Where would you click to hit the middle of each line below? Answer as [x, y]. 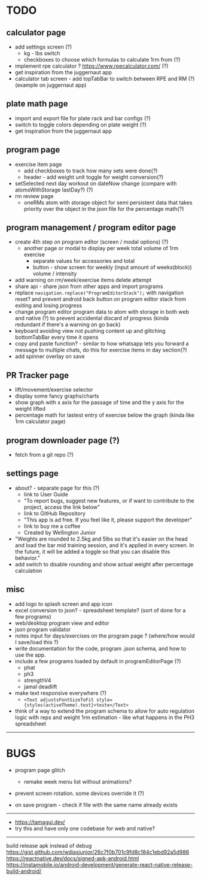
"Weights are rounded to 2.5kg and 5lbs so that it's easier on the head [101, 539]
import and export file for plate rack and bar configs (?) [83, 118]
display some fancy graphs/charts [57, 396]
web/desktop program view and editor [62, 623]
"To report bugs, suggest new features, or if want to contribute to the [109, 500]
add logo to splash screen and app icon [63, 604]
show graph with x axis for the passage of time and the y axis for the [99, 402]
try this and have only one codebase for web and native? [85, 828]
